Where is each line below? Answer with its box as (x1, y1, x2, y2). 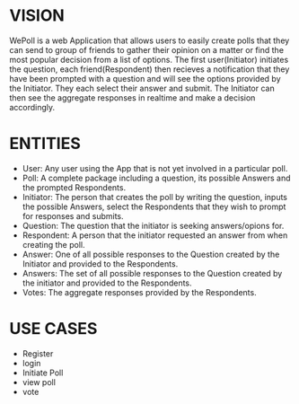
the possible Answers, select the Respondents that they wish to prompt (22, 201, 286, 212)
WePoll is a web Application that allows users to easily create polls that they (9, 35, 290, 46)
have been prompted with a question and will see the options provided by (9, 73, 281, 83)
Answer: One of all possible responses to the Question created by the (22, 249, 280, 259)
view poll (22, 376, 57, 387)
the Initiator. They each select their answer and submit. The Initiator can (9, 83, 276, 93)
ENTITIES (9, 134, 81, 154)
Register (22, 347, 54, 359)
